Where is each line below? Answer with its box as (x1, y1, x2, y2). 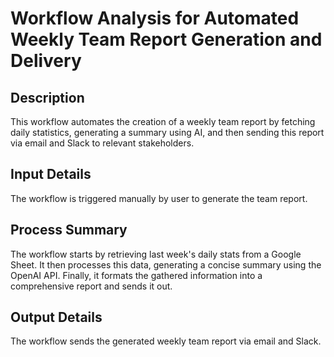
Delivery (10, 50, 82, 72)
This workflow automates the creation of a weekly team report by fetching (10, 116, 316, 127)
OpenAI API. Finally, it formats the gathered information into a (10, 269, 263, 281)
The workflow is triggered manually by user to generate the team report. (10, 192, 308, 204)
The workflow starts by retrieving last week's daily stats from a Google (10, 248, 302, 260)
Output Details (10, 309, 103, 326)
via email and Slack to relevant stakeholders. (10, 137, 195, 149)
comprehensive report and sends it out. (10, 280, 173, 292)
